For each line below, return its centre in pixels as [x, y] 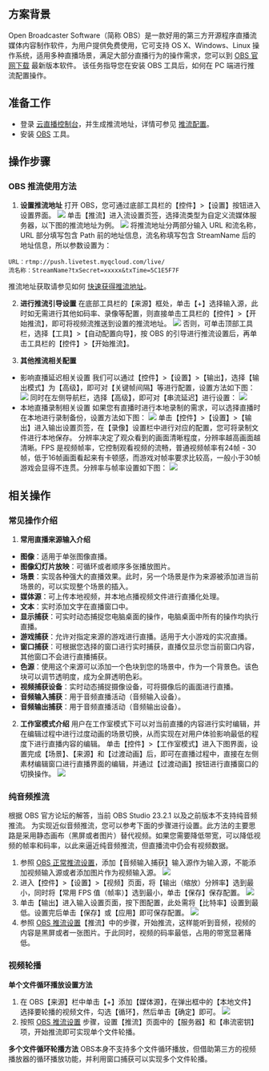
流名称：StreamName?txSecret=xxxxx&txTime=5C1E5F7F [94, 271]
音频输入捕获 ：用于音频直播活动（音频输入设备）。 [102, 697]
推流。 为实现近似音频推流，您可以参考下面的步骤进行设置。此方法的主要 [128, 826]
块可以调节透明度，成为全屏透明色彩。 [83, 677]
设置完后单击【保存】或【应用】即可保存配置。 [111, 913]
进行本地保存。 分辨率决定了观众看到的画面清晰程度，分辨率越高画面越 [144, 438]
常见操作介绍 [33, 520]
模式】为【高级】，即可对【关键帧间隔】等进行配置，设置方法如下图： [141, 388]
